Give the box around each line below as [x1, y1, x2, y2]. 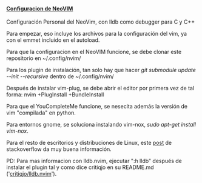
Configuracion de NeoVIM [6, 5, 73, 12]
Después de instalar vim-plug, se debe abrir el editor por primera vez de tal [6, 85, 195, 92]
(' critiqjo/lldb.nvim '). [6, 170, 57, 178]
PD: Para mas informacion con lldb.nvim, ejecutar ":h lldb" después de [6, 158, 182, 165]
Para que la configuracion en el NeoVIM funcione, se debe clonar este [6, 48, 182, 56]
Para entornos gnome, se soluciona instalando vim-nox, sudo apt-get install [6, 121, 196, 128]
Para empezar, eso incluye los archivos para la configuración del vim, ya [6, 30, 187, 38]
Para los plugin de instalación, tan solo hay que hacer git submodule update [6, 67, 196, 74]
